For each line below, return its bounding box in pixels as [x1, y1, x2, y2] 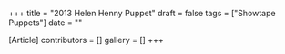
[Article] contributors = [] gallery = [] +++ [8, 35, 165, 45]
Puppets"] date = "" [8, 17, 83, 28]
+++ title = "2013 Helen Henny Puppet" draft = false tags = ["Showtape [8, 8, 276, 18]
